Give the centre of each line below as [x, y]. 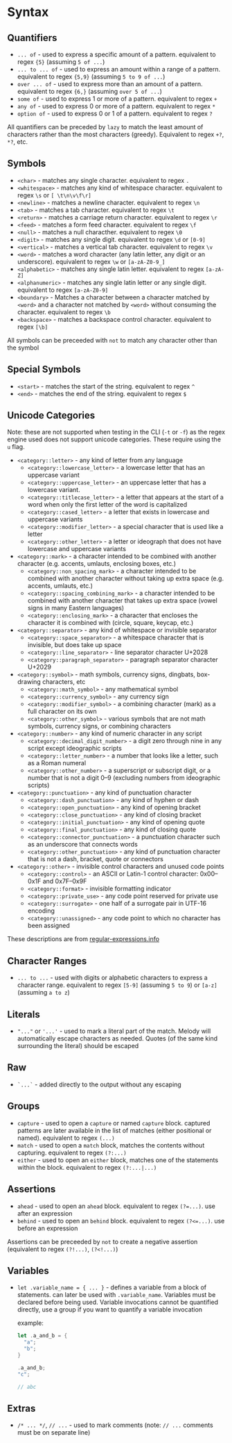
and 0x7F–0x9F [65, 881]
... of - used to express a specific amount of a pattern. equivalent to [116, 54]
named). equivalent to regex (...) [66, 1138]
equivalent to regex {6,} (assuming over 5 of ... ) [90, 91]
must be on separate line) [54, 1433]
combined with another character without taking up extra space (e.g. [125, 578]
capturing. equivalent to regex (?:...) [72, 1152]
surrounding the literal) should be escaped [78, 1046]
